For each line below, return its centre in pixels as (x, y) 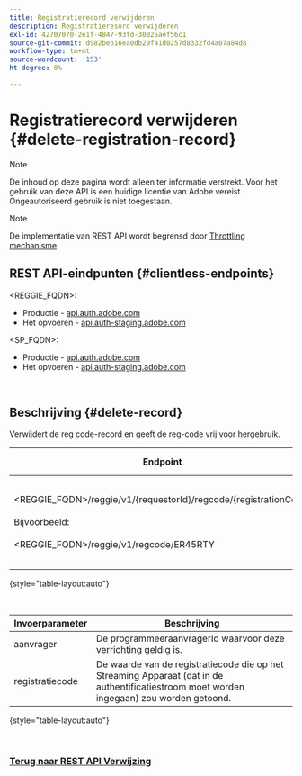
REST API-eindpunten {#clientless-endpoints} (142, 274)
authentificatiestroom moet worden (170, 687)
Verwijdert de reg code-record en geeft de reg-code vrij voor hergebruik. (145, 434)
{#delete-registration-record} (123, 140)
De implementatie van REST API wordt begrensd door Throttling (127, 236)
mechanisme (33, 245)
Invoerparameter (51, 624)
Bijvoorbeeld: (42, 522)
